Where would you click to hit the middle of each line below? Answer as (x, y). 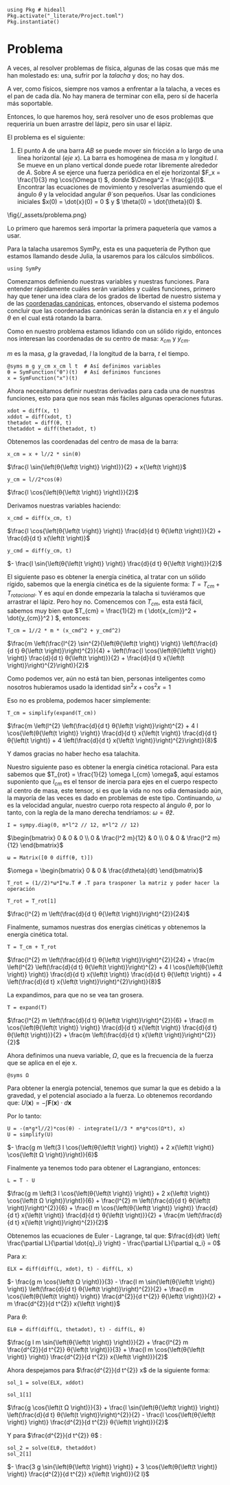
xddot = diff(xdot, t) (39, 417)
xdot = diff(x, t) (33, 411)
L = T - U (21, 1180)
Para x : (17, 1256)
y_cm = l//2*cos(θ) (35, 479)
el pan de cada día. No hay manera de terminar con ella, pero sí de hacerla (113, 95)
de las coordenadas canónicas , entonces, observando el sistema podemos (113, 303)
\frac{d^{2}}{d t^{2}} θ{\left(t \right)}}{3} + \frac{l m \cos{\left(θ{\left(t (106, 1349)
